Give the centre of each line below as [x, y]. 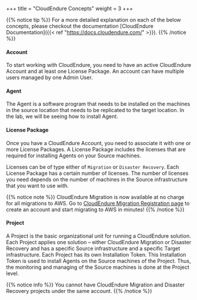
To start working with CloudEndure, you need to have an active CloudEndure [99, 65]
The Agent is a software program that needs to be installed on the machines [98, 104]
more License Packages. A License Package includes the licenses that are [96, 149]
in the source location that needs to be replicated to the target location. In [95, 110]
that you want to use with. [37, 186]
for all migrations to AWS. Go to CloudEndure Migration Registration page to [98, 203]
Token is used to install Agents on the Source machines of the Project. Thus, [98, 261]
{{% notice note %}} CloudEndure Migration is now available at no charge [95, 197]
